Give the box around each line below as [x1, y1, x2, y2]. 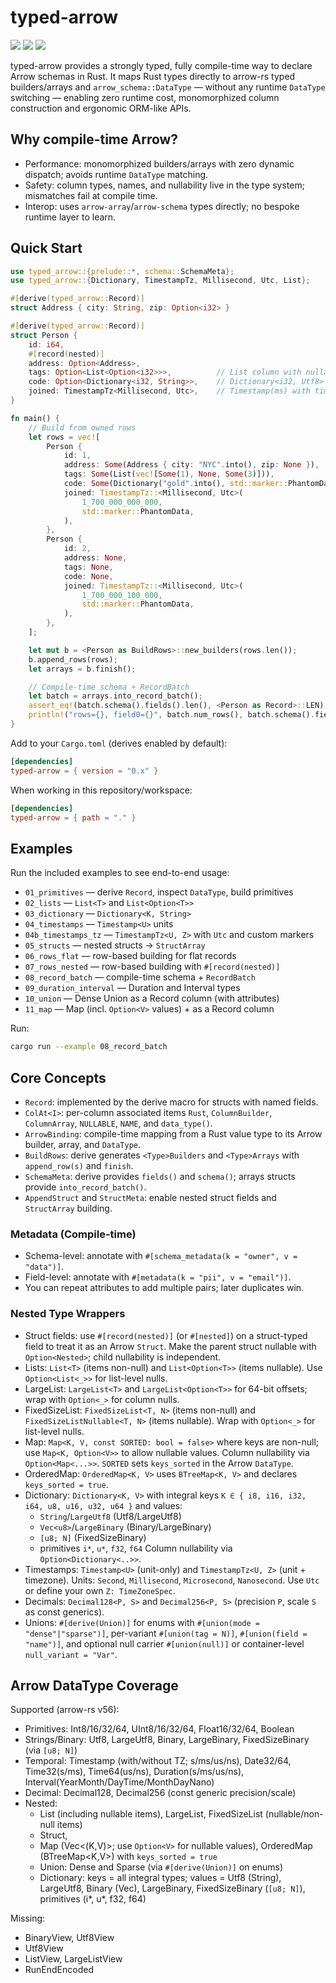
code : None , [63, 571, 114, 581]
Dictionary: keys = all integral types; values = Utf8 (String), [39, 1872, 282, 1884]
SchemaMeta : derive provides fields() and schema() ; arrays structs [24, 1170, 296, 1182]
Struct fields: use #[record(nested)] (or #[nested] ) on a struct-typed [24, 1329, 308, 1341]
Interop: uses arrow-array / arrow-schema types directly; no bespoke [24, 200, 300, 212]
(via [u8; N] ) [24, 1744, 78, 1756]
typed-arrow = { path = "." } [10, 812, 137, 823]
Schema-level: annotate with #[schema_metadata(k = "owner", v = [24, 1250, 298, 1262]
